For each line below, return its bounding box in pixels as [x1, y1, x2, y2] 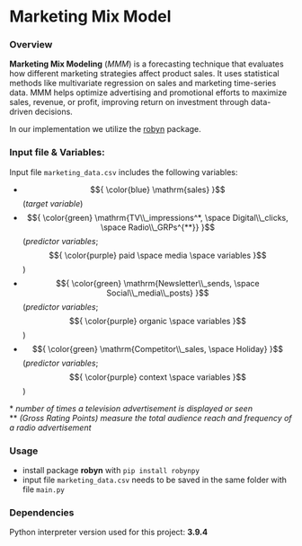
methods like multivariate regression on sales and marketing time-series [9, 78, 277, 89]
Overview [9, 39, 53, 51]
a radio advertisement [9, 422, 92, 433]
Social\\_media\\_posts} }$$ [106, 287, 209, 298]
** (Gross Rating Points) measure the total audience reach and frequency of [9, 412, 292, 423]
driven [9, 106, 33, 118]
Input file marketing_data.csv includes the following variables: [9, 166, 238, 177]
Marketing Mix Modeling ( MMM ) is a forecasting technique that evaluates [9, 58, 285, 69]
